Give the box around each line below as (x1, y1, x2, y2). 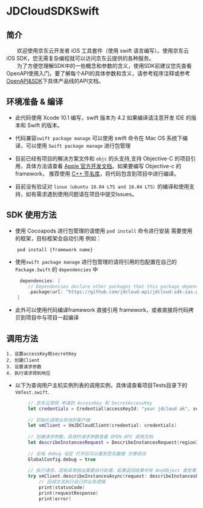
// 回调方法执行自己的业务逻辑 (38, 479, 106, 485)
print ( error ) (38, 495, 71, 502)
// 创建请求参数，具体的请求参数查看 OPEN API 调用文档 (28, 434, 153, 440)
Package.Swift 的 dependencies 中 (14, 265, 98, 273)
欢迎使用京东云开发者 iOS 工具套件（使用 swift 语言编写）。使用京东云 (17, 47, 189, 54)
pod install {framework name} (17, 246, 94, 252)
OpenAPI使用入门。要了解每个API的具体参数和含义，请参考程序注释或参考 (6, 70, 190, 77)
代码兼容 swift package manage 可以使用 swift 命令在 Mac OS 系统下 (14, 134, 183, 142)
